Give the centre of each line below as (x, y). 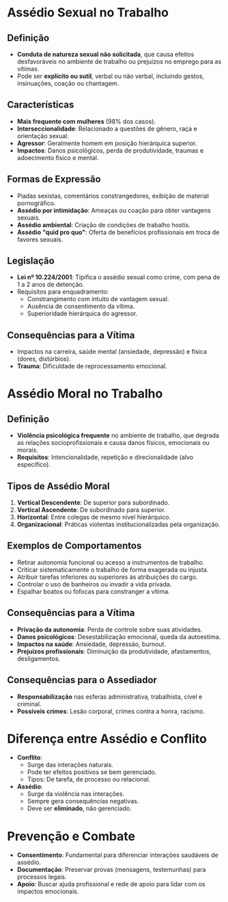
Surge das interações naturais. (70, 765)
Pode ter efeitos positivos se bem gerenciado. (92, 772)
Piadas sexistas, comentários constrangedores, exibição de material (113, 196)
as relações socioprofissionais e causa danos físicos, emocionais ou (113, 443)
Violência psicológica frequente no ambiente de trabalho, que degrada (118, 435)
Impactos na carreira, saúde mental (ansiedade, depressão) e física (112, 352)
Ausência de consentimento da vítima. (81, 307)
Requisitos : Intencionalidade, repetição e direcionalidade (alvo (105, 457)
